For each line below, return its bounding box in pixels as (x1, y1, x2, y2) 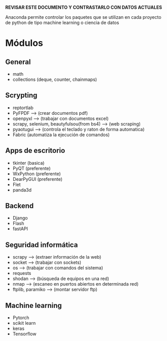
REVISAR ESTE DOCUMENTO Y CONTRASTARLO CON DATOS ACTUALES (5, 5, 162, 10)
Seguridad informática (5, 240, 78, 249)
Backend (5, 202, 34, 210)
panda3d (12, 187, 32, 193)
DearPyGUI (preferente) (12, 176, 62, 182)
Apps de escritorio (5, 146, 65, 155)
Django (12, 215, 28, 221)
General (5, 57, 31, 66)
